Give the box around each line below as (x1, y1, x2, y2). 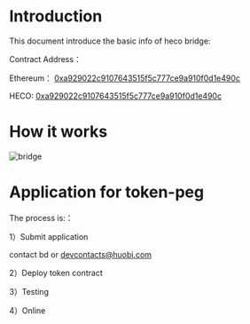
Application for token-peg (9, 182, 205, 202)
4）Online (9, 304, 46, 316)
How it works (9, 122, 108, 142)
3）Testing (9, 286, 49, 296)
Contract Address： (9, 53, 82, 64)
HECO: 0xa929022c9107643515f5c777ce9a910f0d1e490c (9, 91, 223, 101)
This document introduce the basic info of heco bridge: (9, 36, 211, 46)
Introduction (9, 6, 103, 27)
